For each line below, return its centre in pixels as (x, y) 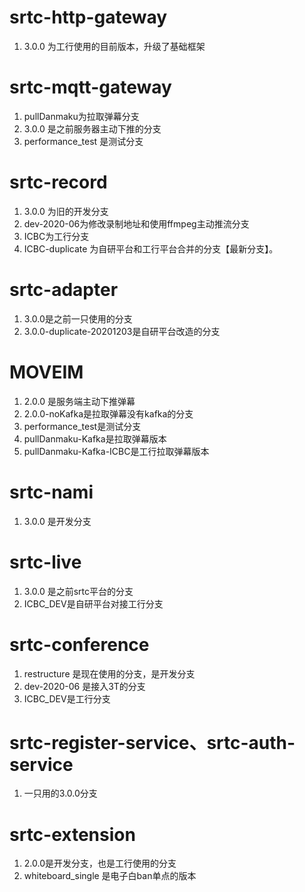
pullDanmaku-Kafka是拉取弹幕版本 (95, 438)
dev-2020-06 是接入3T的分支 (84, 686)
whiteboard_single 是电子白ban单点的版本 (110, 876)
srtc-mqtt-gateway (90, 87)
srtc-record (58, 182)
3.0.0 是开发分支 (57, 521)
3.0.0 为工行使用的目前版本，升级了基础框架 (114, 46)
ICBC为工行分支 (56, 236)
